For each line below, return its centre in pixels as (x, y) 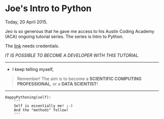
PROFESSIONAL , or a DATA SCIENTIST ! (57, 84)
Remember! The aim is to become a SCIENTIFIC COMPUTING (79, 79)
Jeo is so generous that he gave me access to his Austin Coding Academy (80, 31)
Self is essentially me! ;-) (43, 106)
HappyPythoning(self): (28, 97)
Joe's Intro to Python (48, 8)
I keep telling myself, (33, 69)
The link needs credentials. (32, 46)
